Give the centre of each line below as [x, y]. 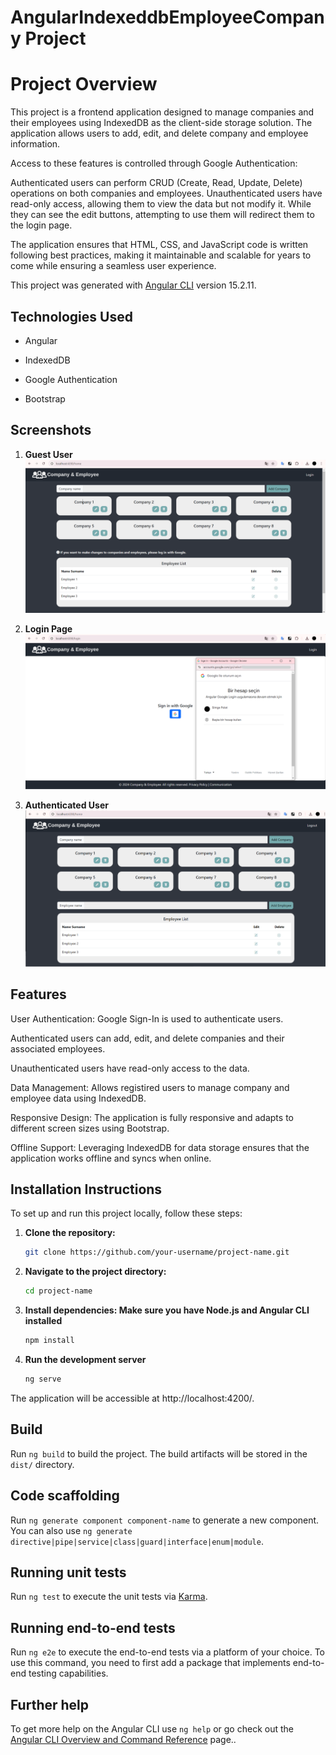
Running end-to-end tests [93, 1627]
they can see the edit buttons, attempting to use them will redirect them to [162, 215]
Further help [50, 1704]
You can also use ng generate [71, 1530]
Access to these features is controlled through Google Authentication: [154, 163]
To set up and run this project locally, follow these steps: [126, 1213]
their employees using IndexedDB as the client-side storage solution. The [161, 123]
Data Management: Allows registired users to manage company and [150, 1087]
